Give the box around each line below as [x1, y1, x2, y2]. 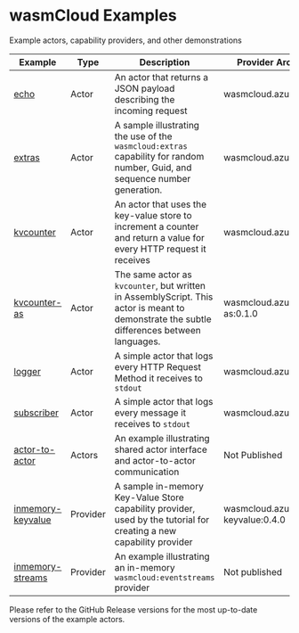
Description [139, 55, 190, 68]
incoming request [114, 104, 189, 117]
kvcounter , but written [114, 279, 206, 292]
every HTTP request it [114, 243, 206, 255]
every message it [114, 407, 187, 419]
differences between [114, 324, 202, 336]
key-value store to [114, 209, 193, 221]
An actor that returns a [114, 70, 209, 83]
